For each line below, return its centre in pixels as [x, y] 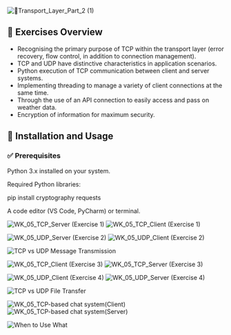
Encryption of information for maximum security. [86, 114]
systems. [30, 78]
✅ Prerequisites [34, 156]
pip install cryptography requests [54, 197]
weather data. [37, 107]
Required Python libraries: [44, 184]
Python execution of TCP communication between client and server [113, 71]
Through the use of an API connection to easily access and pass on [113, 100]
